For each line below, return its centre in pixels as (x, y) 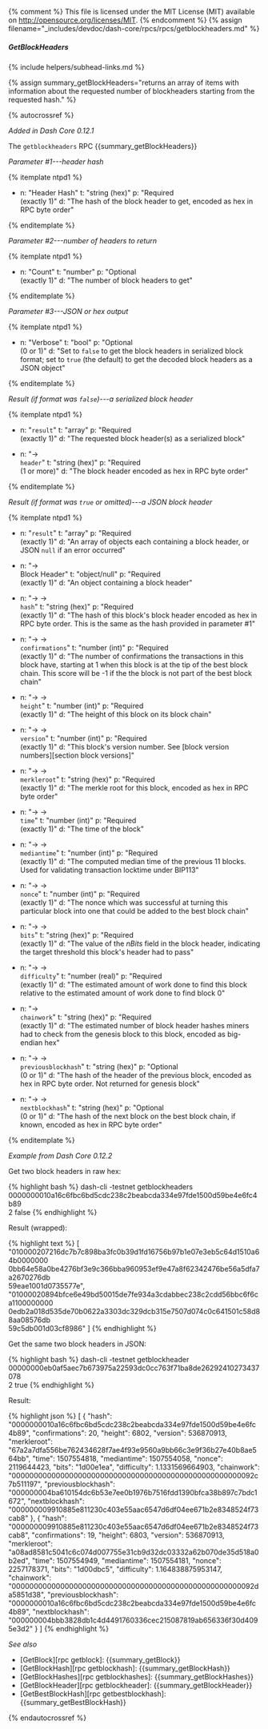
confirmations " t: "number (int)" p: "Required (94, 647)
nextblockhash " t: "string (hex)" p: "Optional (92, 1108)
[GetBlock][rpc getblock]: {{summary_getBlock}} (100, 1659)
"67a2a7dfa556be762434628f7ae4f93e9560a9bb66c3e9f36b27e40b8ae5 (133, 1450)
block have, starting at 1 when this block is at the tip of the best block (134, 665)
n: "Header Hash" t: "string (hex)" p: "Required (97, 192)
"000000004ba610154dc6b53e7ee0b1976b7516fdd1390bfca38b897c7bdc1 (133, 1492)
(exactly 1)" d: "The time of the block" (82, 829)
